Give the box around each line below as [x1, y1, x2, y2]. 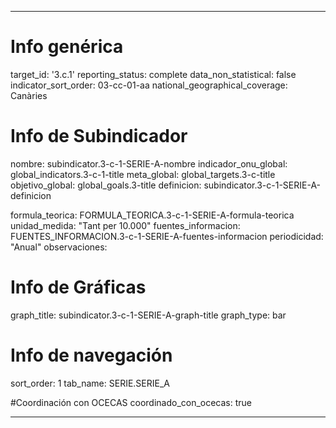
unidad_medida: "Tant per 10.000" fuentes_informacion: [10, 219, 241, 231]
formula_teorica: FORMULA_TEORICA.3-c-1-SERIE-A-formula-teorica [10, 209, 295, 221]
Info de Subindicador [10, 125, 188, 148]
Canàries [10, 89, 48, 101]
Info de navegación [10, 344, 173, 366]
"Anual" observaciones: [10, 241, 108, 253]
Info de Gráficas [10, 276, 147, 299]
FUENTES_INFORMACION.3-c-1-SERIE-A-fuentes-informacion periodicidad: [10, 230, 324, 242]
